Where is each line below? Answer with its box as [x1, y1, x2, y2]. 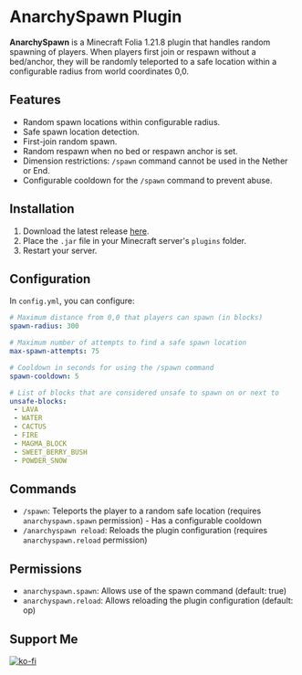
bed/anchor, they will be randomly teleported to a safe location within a [9, 56, 277, 67]
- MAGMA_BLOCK [13, 438, 68, 448]
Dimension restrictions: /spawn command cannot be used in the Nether [22, 155, 288, 166]
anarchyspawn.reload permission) [22, 534, 148, 545]
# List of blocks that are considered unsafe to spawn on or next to [9, 388, 280, 397]
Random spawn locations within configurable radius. [22, 116, 221, 127]
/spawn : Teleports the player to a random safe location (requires [22, 505, 262, 517]
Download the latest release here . [22, 226, 150, 237]
